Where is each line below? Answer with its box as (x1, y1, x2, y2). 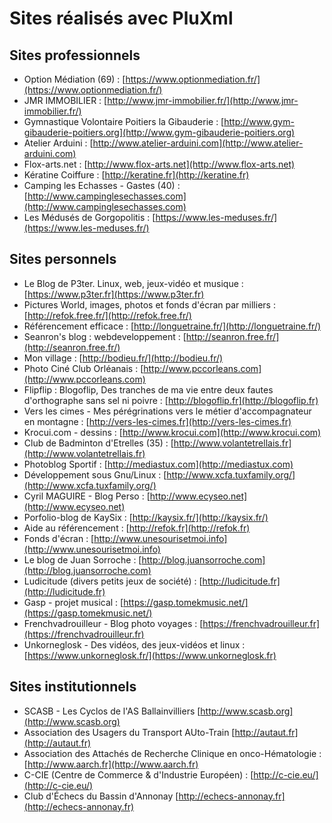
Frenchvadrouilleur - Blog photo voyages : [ (23, 617, 204, 629)
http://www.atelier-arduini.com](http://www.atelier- (92, 137, 304, 149)
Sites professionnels (9, 47, 141, 64)
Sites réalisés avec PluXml (9, 7, 234, 30)
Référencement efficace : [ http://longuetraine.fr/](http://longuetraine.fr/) (23, 320, 322, 332)
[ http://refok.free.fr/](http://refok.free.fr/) (23, 309, 192, 321)
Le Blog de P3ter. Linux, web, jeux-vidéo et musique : (23, 277, 244, 289)
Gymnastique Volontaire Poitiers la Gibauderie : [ (23, 116, 225, 127)
